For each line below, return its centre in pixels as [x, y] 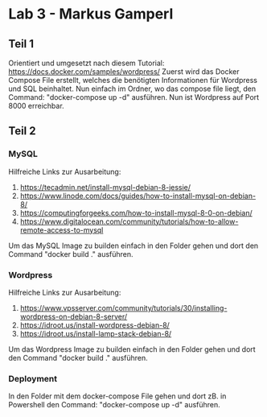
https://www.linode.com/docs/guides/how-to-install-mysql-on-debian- [138, 196]
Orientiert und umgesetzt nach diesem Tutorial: [86, 63]
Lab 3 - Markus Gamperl [91, 14]
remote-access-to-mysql [62, 229]
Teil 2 [22, 131]
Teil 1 [21, 44]
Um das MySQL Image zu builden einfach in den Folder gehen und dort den [133, 246]
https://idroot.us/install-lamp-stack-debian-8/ [96, 333]
